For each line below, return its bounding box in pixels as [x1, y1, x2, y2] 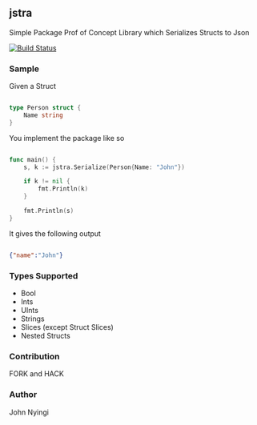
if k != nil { [23, 178, 70, 186]
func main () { [9, 155, 57, 163]
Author [9, 389, 38, 400]
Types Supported [9, 270, 78, 281]
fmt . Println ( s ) [23, 207, 74, 215]
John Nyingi [9, 407, 49, 417]
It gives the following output [9, 228, 101, 239]
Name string [23, 111, 63, 119]
